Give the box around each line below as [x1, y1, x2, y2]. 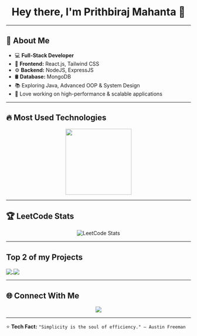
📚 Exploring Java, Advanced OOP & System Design [14, 82, 140, 89]
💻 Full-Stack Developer [14, 52, 74, 59]
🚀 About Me [6, 36, 50, 46]
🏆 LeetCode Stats [6, 211, 74, 221]
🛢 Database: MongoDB [14, 73, 72, 80]
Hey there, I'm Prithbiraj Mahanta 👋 [11, 5, 186, 19]
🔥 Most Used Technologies [6, 113, 107, 123]
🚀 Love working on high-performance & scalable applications [14, 90, 163, 97]
